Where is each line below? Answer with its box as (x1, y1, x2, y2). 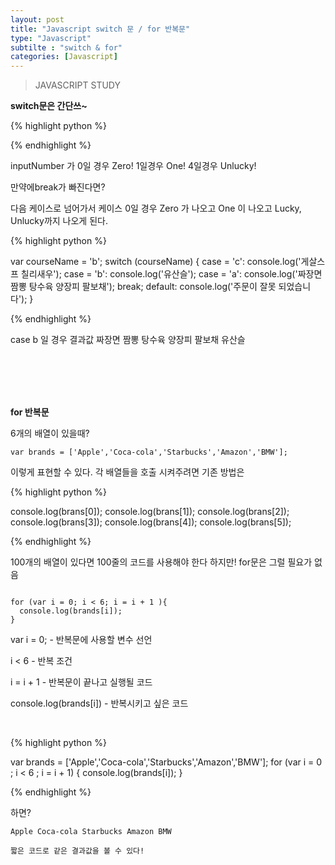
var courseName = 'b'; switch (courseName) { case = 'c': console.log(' (10, 256, 302, 268)
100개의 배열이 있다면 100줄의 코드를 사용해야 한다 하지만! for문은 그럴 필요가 (10, 556, 313, 568)
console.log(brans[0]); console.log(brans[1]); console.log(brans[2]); (10, 506, 290, 518)
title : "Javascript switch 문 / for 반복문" (10, 24, 191, 34)
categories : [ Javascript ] (10, 52, 118, 62)
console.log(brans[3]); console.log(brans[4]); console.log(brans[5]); (10, 516, 292, 528)
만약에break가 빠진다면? (10, 181, 106, 193)
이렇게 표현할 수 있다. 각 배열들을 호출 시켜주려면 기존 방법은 (10, 466, 245, 478)
